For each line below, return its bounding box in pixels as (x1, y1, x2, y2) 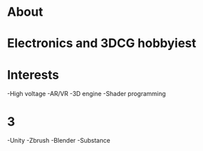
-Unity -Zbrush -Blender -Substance (7, 137, 111, 145)
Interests (7, 67, 60, 82)
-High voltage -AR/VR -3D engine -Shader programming (7, 90, 166, 98)
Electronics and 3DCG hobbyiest (7, 36, 197, 51)
